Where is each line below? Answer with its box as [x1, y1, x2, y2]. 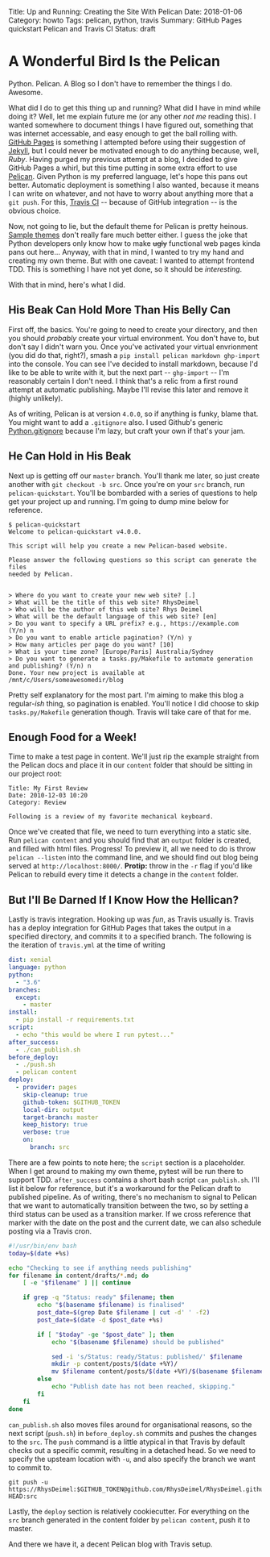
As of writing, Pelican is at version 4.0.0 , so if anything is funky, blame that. [8, 409, 259, 418]
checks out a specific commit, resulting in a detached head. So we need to [8, 1445, 256, 1455]
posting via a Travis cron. [8, 1226, 92, 1236]
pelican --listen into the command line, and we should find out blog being [8, 852, 259, 862]
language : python [8, 964, 67, 972]
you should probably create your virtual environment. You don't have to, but [8, 333, 260, 343]
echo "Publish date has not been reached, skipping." [51, 1383, 235, 1391]
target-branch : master [22, 1113, 99, 1122]
